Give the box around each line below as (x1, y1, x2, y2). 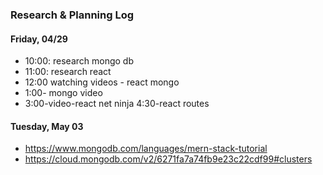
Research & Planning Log (10, 8, 135, 22)
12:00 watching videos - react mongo (24, 76, 180, 88)
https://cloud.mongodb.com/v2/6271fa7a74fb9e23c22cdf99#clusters (24, 153, 313, 165)
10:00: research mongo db (24, 55, 134, 67)
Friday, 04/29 (10, 33, 68, 45)
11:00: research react (24, 66, 112, 78)
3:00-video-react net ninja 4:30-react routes (24, 98, 210, 110)
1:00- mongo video (24, 87, 103, 99)
